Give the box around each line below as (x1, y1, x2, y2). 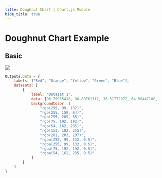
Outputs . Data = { (5, 74, 40, 79)
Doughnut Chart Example (5, 33, 109, 44)
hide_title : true (5, 12, 40, 17)
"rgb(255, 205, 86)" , (39, 115, 84, 120)
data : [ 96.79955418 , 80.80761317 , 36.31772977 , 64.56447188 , (31, 96, 158, 101)
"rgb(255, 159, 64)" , (39, 110, 84, 115)
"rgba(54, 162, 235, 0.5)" (39, 151, 95, 156)
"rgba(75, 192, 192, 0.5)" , (39, 146, 97, 151)
